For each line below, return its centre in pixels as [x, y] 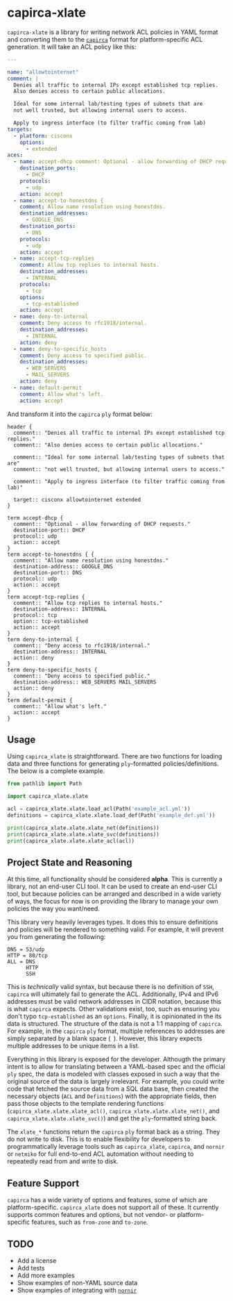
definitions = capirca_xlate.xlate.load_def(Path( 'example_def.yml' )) [111, 815]
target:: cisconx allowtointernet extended [77, 499]
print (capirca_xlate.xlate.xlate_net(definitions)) [83, 828]
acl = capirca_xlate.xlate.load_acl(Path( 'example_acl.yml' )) [99, 809]
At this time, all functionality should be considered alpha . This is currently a [115, 879]
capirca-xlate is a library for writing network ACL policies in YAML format [113, 32]
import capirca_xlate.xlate [48, 797]
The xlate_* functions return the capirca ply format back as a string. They [114, 1132]
